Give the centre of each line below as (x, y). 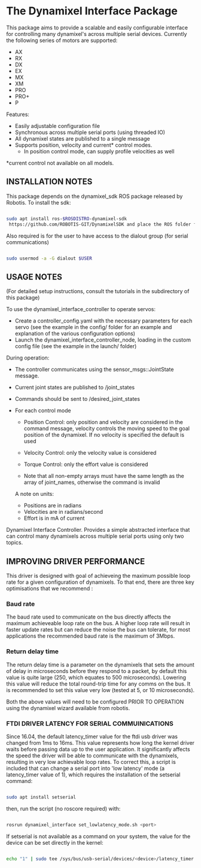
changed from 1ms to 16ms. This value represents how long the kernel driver (100, 742)
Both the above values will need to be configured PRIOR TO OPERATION (95, 702)
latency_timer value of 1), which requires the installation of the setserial (93, 774)
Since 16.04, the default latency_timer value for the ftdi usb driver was (92, 736)
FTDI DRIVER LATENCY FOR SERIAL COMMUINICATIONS (90, 723)
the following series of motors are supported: (62, 40)
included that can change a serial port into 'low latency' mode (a (86, 768)
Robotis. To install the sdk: (39, 202)
